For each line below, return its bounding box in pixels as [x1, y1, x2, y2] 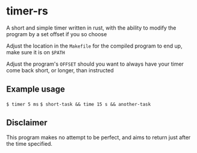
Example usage [6, 84, 65, 95]
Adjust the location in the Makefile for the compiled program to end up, [6, 42, 183, 49]
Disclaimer [6, 117, 48, 128]
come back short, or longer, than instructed [6, 66, 114, 73]
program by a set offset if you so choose [6, 30, 107, 37]
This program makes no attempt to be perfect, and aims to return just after [6, 134, 191, 141]
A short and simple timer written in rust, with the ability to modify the [6, 24, 177, 31]
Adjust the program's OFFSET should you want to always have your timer [6, 60, 184, 67]
